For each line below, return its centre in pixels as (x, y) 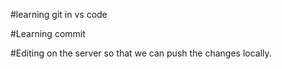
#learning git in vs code (59, 14)
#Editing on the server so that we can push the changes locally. (141, 53)
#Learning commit (48, 33)
